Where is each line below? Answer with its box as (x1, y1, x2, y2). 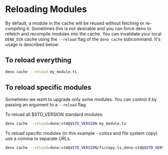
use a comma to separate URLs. (5, 135, 71, 141)
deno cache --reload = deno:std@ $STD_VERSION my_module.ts (5, 121, 126, 126)
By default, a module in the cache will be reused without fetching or (5, 20, 144, 26)
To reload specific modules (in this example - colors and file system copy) (5, 130, 158, 136)
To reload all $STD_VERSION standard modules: (5, 111, 103, 117)
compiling (5, 25, 26, 31)
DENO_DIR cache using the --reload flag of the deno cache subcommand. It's (5, 36, 161, 42)
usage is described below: (5, 41, 59, 47)
